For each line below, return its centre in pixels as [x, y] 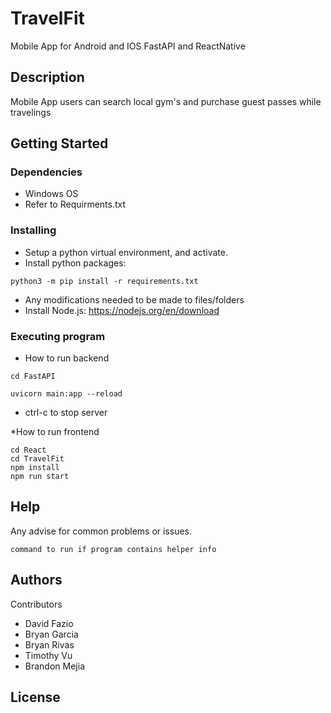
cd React [28, 450]
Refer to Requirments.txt [75, 204]
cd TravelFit [37, 459]
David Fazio [49, 623]
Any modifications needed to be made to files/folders [134, 299]
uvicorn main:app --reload [66, 394]
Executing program [58, 336]
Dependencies [46, 172]
